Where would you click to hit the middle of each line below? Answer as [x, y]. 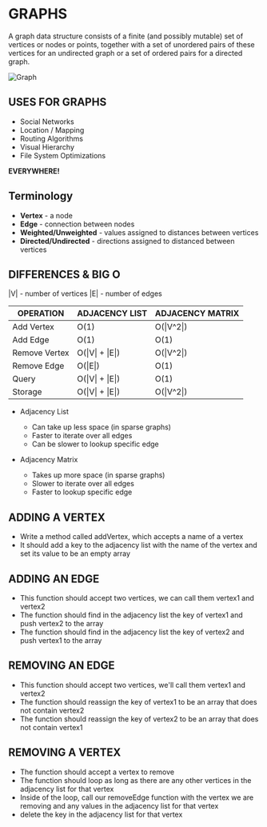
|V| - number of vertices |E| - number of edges [85, 294]
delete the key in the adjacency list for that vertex [101, 814]
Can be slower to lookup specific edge [95, 444]
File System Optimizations [63, 155]
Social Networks [47, 122]
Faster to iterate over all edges [82, 436]
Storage [27, 392]
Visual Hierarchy [47, 147]
